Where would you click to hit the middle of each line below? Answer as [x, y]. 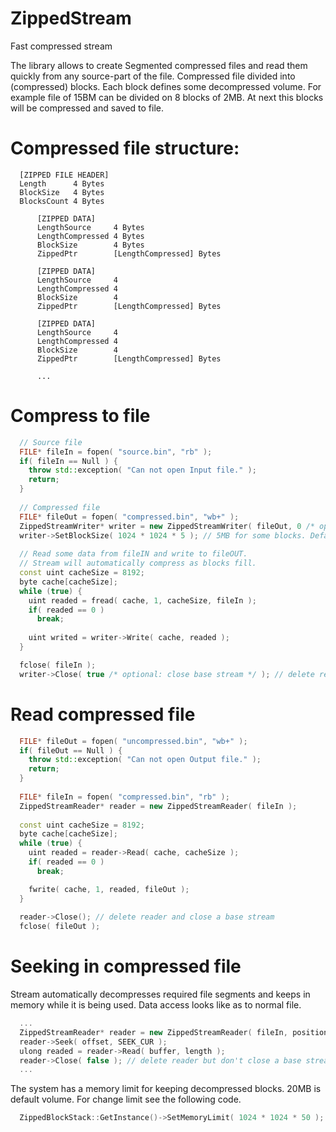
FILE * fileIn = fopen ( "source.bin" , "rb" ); [116, 452]
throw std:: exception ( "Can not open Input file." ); [142, 470]
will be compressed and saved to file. [87, 108]
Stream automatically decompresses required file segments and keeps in [160, 994]
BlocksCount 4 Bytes [62, 201]
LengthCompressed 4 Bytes [90, 236]
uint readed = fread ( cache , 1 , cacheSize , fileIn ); [142, 600]
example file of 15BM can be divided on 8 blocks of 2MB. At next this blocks [167, 97]
